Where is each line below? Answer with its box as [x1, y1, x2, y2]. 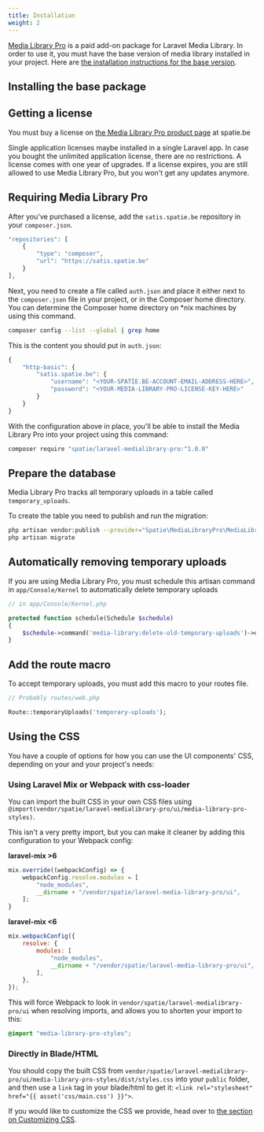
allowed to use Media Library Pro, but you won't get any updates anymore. [8, 168, 250, 177]
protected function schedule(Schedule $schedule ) [8, 614, 174, 622]
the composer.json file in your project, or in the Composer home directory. [8, 294, 246, 304]
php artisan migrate [8, 534, 76, 542]
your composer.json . [8, 220, 73, 229]
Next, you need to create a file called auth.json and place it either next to [8, 286, 246, 295]
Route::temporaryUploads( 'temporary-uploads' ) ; [8, 708, 167, 716]
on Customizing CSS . [8, 1115, 77, 1124]
